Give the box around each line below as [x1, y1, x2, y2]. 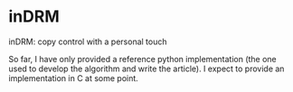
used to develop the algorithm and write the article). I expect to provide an [8, 63, 285, 74]
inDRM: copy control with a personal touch [8, 36, 167, 47]
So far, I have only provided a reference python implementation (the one [8, 53, 277, 64]
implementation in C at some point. [8, 72, 139, 83]
